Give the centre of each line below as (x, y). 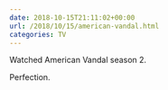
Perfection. (30, 77)
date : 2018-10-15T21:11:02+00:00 (72, 18)
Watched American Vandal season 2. (78, 60)
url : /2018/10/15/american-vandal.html (84, 26)
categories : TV (38, 34)
